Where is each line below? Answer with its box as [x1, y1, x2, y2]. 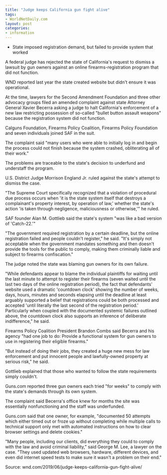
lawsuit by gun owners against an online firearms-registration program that [5, 64, 159, 70]
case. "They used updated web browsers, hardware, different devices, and [5, 449, 159, 455]
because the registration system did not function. [5, 115, 106, 121]
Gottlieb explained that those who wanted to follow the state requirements [5, 369, 157, 374]
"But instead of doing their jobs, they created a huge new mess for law [5, 348, 150, 354]
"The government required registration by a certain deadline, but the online [5, 230, 159, 236]
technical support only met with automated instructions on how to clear [5, 424, 151, 429]
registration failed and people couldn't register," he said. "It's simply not [5, 236, 152, 241]
